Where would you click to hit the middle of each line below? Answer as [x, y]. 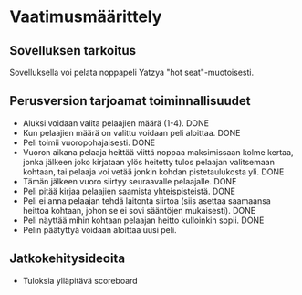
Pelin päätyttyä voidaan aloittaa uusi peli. [99, 229]
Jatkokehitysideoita [68, 259]
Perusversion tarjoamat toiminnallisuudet [130, 101]
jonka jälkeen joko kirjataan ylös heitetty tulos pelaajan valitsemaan [149, 162]
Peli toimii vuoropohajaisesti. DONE [89, 142]
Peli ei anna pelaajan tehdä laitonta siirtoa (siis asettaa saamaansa [146, 200]
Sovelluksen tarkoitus [73, 51]
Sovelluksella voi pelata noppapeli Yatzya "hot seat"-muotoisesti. [131, 72]
